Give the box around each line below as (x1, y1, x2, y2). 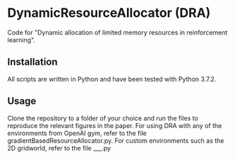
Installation (7, 56, 58, 68)
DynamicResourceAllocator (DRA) (7, 5, 211, 21)
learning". (7, 35, 35, 44)
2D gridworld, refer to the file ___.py (7, 144, 112, 152)
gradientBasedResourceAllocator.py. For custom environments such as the (7, 136, 224, 145)
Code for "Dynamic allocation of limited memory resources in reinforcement (7, 28, 228, 37)
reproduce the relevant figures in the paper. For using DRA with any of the (7, 121, 222, 129)
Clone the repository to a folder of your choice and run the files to (7, 114, 199, 122)
